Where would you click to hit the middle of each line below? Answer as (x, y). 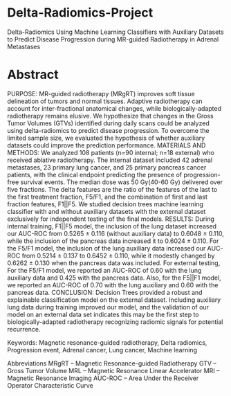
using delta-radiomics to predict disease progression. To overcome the (108, 130)
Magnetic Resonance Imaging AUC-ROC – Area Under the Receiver (103, 378)
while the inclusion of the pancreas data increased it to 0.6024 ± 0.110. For (113, 241)
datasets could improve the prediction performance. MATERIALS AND (107, 145)
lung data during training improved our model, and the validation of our (108, 307)
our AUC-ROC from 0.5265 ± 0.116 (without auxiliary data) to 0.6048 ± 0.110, (116, 233)
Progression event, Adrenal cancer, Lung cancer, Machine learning (102, 350)
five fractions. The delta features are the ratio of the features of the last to (112, 189)
